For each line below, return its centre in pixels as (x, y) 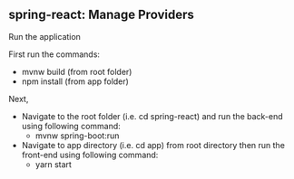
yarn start (53, 164)
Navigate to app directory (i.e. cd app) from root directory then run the (153, 145)
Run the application (44, 36)
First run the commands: (54, 54)
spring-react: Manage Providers (101, 15)
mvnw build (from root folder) (77, 71)
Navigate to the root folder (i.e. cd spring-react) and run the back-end (152, 116)
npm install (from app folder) (75, 81)
